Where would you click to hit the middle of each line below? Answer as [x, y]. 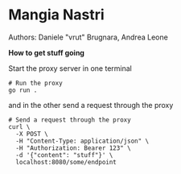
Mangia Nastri [56, 15]
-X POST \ [32, 134]
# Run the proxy [35, 83]
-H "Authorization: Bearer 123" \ [73, 148]
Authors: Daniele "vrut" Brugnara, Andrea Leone [88, 37]
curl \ [19, 126]
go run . [23, 90]
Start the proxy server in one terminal [70, 68]
